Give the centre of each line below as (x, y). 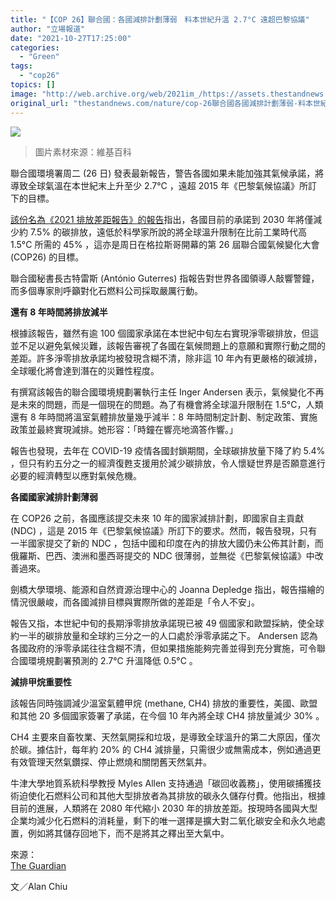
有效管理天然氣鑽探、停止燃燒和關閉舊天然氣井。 (111, 762)
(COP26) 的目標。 (47, 257)
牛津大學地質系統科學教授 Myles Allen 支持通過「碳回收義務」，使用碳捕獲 (161, 783)
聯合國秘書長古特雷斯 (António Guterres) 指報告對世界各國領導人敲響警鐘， (165, 278)
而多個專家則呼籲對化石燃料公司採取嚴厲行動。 (106, 290)
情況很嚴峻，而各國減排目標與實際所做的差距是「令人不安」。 (135, 602)
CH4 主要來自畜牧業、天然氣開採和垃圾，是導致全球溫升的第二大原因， (156, 737)
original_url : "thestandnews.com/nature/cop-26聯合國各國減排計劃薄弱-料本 (161, 103)
